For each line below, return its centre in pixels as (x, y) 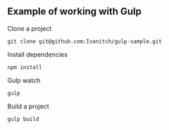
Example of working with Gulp (75, 12)
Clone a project (30, 28)
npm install (25, 67)
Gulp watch (24, 80)
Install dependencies (38, 54)
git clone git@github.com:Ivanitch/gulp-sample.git (84, 41)
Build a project (28, 106)
